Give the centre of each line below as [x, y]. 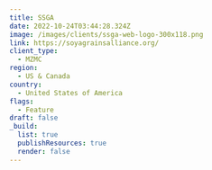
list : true [38, 135]
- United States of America [70, 93]
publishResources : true [62, 143]
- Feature [36, 110]
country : [26, 85]
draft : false [34, 118]
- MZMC [30, 59]
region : [24, 68]
